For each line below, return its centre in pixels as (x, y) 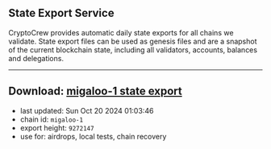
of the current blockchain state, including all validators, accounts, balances (133, 50)
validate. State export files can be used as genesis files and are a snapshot (133, 41)
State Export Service (61, 13)
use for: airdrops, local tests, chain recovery (93, 136)
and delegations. (36, 58)
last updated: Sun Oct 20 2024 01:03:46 (87, 110)
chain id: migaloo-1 (51, 119)
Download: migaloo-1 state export (96, 91)
